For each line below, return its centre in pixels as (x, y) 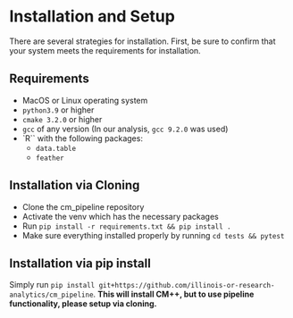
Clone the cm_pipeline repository (83, 206)
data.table (56, 148)
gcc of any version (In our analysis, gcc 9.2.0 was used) (125, 129)
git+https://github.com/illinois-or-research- (187, 286)
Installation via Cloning (75, 185)
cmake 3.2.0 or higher (62, 119)
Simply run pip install (52, 285)
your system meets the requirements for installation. (105, 50)
